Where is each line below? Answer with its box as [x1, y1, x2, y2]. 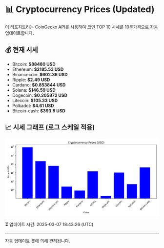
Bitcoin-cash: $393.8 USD [12, 108, 66, 114]
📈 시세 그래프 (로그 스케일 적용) [5, 123, 95, 132]
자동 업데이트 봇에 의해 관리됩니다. [5, 238, 70, 244]
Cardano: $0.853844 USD [12, 82, 66, 88]
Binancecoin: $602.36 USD [12, 71, 68, 77]
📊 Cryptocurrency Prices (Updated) [5, 4, 155, 15]
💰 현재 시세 [5, 46, 38, 54]
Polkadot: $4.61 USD [12, 103, 54, 108]
